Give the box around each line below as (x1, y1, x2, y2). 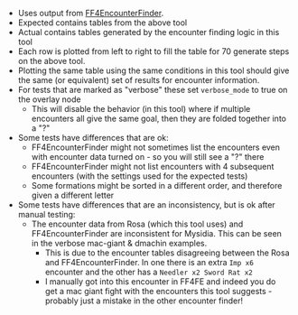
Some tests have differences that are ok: (17, 133, 169, 143)
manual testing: (17, 209, 76, 219)
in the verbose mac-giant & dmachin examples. (31, 238, 208, 248)
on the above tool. (17, 56, 86, 66)
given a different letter (31, 190, 115, 200)
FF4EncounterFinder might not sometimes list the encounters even (31, 142, 281, 153)
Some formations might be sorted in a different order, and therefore (31, 181, 283, 190)
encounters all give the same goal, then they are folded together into (31, 113, 287, 124)
